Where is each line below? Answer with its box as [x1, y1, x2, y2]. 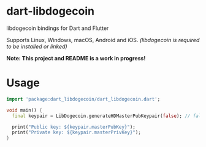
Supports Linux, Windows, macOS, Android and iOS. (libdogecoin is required [6, 36, 200, 43]
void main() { [6, 107, 43, 113]
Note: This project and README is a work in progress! [6, 54, 146, 62]
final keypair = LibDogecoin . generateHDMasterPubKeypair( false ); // [12, 113, 191, 119]
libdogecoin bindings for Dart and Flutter [6, 24, 109, 32]
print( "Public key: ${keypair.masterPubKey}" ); [12, 124, 136, 130]
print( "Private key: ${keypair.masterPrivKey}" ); [12, 129, 141, 135]
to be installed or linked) [6, 43, 67, 50]
